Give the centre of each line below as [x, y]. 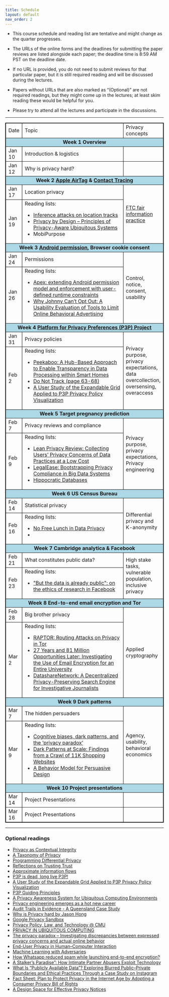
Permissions [39, 259]
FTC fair [135, 208]
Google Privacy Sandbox [38, 919]
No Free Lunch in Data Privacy [69, 529]
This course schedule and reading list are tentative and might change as [87, 34]
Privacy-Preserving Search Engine [74, 682]
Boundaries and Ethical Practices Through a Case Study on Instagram [85, 973]
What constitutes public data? [60, 560]
